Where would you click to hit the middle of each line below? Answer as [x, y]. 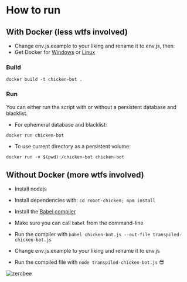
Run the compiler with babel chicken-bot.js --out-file [82, 235]
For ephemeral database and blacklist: [61, 124]
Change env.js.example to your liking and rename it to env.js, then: [95, 46]
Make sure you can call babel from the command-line [79, 223]
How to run [33, 10]
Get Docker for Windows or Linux [55, 52]
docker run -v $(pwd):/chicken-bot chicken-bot [65, 157]
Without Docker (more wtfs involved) [75, 174]
